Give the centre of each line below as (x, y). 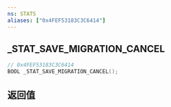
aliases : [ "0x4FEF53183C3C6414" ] (57, 20)
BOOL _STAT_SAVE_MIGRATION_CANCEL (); (63, 72)
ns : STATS (22, 14)
